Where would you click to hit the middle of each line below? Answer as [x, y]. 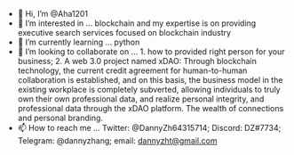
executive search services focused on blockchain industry [124, 33]
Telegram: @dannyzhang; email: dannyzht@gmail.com [117, 141]
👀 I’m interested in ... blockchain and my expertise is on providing [137, 23]
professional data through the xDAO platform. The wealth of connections [151, 108]
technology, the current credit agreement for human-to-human [132, 70]
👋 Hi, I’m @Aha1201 [53, 14]
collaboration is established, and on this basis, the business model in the [150, 80]
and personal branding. [60, 118]
